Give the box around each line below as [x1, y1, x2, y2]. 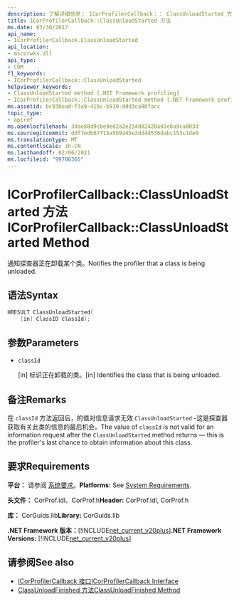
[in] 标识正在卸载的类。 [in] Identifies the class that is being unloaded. [17, 371, 221, 379]
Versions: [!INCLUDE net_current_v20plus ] [7, 534, 132, 543]
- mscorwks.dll [7, 50, 53, 58]
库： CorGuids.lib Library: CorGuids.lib [7, 511, 119, 519]
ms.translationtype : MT [7, 136, 78, 143]
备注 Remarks [7, 393, 67, 405]
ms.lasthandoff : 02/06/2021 [7, 149, 91, 156]
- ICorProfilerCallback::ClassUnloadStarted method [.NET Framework [7, 97, 215, 104]
